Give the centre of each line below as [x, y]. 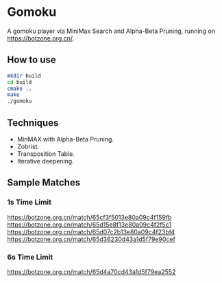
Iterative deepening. [45, 161]
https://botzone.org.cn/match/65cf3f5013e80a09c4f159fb [89, 217]
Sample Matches [44, 183]
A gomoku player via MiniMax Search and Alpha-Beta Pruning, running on [111, 31]
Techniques [33, 123]
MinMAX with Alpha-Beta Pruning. [65, 139]
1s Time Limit [29, 202]
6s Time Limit [30, 257]
